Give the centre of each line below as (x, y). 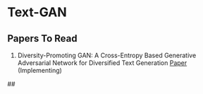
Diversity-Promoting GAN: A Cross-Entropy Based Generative (107, 55)
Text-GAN (37, 12)
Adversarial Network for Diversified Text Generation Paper (102, 63)
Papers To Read (42, 39)
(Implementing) (39, 70)
